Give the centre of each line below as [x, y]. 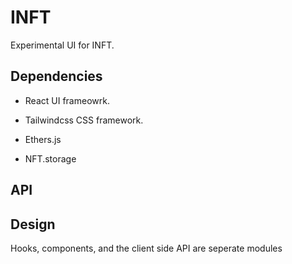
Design [33, 224]
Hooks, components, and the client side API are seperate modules [146, 248]
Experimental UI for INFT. [62, 45]
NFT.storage [50, 158]
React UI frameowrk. [67, 100]
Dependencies [56, 76]
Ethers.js [43, 139]
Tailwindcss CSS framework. [84, 120]
